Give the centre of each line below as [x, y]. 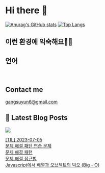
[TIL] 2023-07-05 [24, 139]
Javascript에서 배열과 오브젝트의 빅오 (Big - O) [52, 165]
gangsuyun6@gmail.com [31, 102]
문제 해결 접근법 [21, 158]
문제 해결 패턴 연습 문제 [29, 145]
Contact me [24, 90]
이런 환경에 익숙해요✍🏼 [39, 42]
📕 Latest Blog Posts [36, 118]
